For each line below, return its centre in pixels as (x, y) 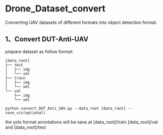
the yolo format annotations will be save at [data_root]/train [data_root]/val (81, 122)
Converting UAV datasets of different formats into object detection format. (81, 22)
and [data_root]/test (26, 127)
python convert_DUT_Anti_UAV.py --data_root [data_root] (66, 108)
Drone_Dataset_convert (55, 9)
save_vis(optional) (25, 113)
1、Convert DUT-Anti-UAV (47, 39)
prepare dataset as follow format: (39, 51)
